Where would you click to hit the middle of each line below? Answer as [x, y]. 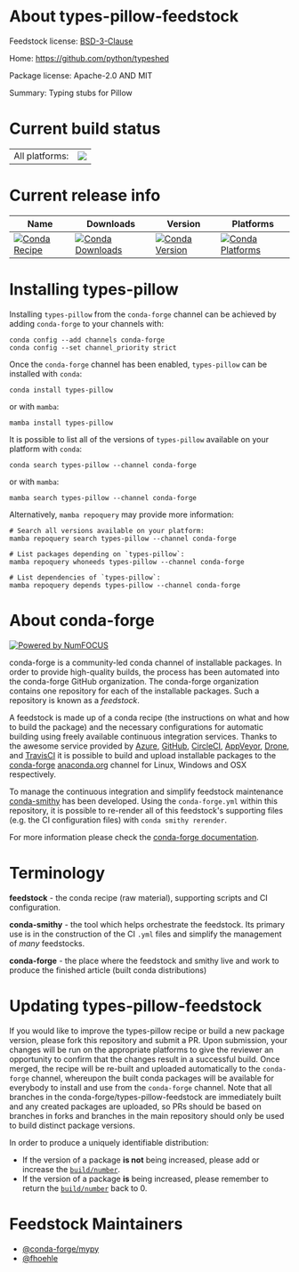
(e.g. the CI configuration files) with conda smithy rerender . [118, 820]
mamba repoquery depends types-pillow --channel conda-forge [125, 585]
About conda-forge [82, 620]
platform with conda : [46, 449]
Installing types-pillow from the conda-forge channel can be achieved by [143, 314]
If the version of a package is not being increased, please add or [141, 1160]
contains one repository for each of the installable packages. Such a [134, 691]
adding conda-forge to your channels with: [87, 323]
